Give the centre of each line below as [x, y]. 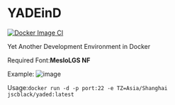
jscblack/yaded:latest [41, 94]
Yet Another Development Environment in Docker [79, 46]
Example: [21, 74]
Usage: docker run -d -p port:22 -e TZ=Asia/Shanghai [87, 87]
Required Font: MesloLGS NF [49, 60]
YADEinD [34, 13]
